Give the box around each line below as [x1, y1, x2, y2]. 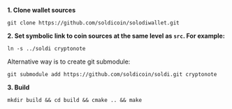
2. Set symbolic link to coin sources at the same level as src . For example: [7, 31, 225, 40]
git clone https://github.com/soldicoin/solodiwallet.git [7, 20, 180, 27]
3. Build [7, 83, 30, 92]
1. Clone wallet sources [7, 6, 75, 14]
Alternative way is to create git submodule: [7, 57, 131, 66]
